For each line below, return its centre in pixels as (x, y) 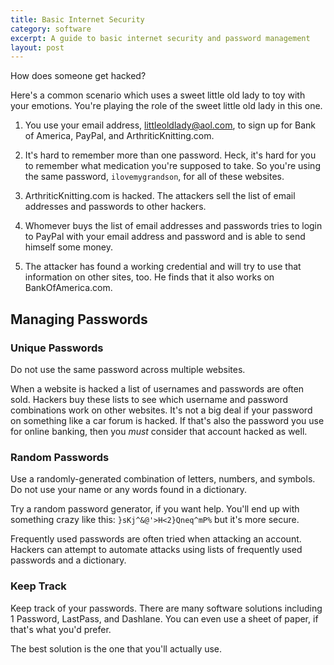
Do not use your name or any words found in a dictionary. (129, 490)
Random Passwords (60, 457)
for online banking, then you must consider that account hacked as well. (159, 431)
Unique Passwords (57, 348)
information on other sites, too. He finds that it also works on (149, 277)
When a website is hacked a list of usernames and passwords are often (157, 388)
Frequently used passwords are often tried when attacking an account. (156, 539)
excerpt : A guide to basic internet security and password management (160, 38)
